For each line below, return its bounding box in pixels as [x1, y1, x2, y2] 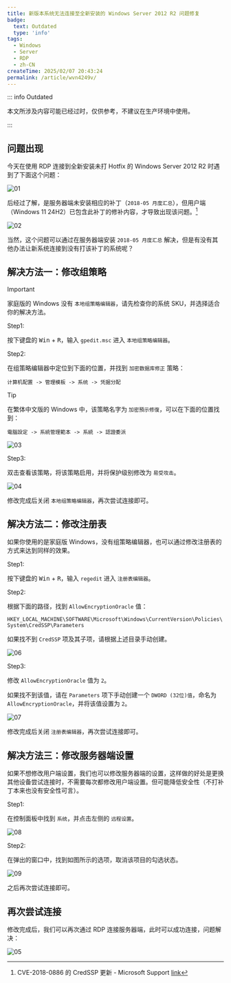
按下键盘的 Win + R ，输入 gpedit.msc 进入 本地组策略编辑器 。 [7, 335, 174, 344]
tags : [7, 36, 23, 43]
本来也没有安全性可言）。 [12, 786, 82, 795]
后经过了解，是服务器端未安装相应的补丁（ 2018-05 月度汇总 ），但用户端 [7, 199, 206, 207]
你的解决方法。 [7, 308, 49, 316]
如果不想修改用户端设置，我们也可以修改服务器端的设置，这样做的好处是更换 [7, 769, 224, 778]
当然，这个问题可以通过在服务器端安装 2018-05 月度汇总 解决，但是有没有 [7, 235, 212, 244]
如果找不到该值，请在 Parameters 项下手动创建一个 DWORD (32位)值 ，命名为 [7, 691, 217, 699]
